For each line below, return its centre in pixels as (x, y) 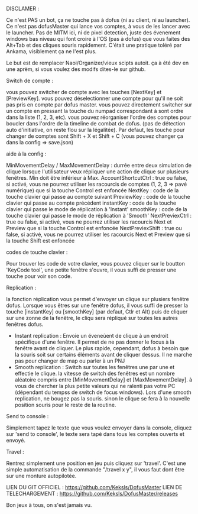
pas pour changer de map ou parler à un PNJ (70, 361)
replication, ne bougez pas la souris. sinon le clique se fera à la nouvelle (102, 398)
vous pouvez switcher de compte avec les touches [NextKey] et (84, 92)
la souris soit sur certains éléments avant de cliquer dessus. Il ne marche (103, 355)
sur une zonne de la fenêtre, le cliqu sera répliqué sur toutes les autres (92, 318)
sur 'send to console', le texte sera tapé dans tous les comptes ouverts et (95, 434)
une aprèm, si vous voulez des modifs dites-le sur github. (76, 69)
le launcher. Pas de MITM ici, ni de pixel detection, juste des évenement (93, 33)
